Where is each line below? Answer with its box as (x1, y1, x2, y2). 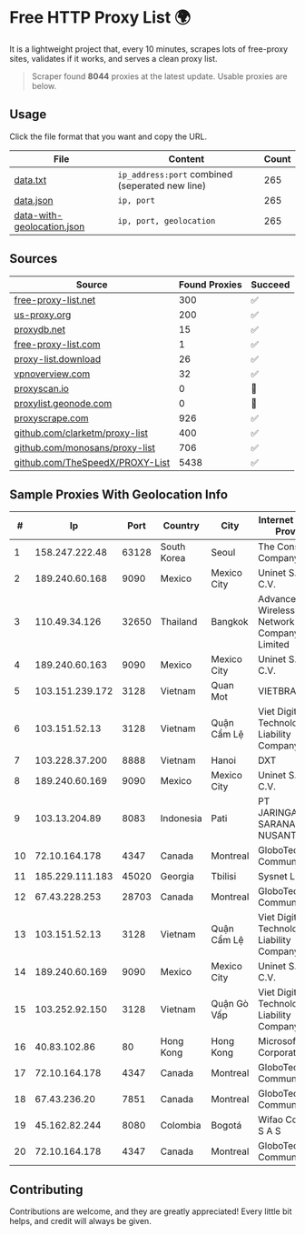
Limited (258, 638, 290, 651)
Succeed (251, 278, 290, 291)
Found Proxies (178, 278, 242, 291)
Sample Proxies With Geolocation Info (9, 487, 229, 502)
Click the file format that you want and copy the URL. (9, 131, 207, 142)
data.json (14, 194, 54, 206)
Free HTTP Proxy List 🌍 (9, 7, 192, 28)
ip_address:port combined (117, 167, 233, 180)
